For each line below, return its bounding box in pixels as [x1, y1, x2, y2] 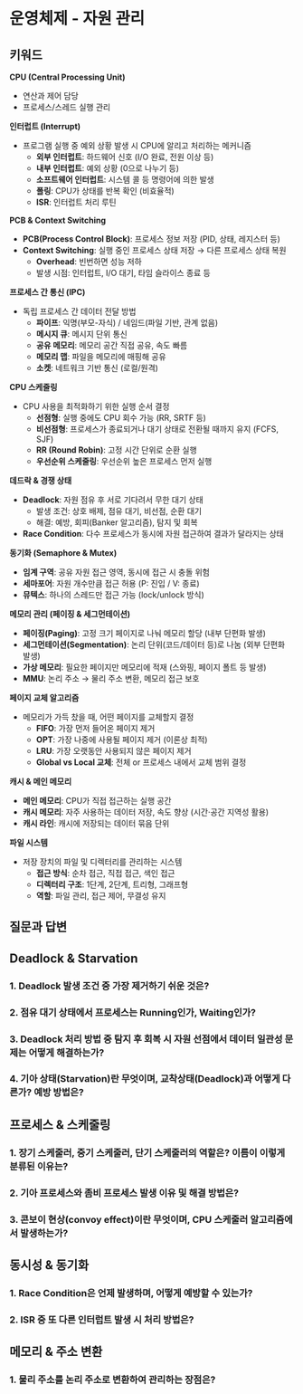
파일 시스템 [9, 837, 48, 847]
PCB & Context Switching [9, 215, 107, 225]
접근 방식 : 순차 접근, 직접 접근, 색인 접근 [35, 868, 175, 878]
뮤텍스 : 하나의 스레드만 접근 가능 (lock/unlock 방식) [22, 589, 205, 600]
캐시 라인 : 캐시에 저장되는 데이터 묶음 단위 [22, 818, 170, 828]
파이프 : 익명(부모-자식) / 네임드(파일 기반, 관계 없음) [35, 318, 219, 328]
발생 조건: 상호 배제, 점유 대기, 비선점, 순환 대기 [35, 506, 202, 516]
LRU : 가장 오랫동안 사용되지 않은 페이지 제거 [35, 746, 192, 756]
